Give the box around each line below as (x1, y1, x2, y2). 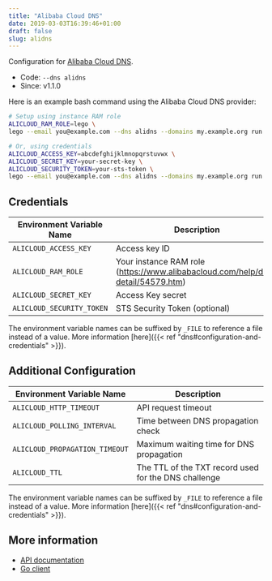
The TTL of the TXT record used (136, 462, 259, 473)
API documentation (19, 555, 85, 565)
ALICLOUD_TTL (12, 467, 63, 477)
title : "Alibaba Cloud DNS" (8, 11, 104, 20)
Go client (19, 563, 51, 573)
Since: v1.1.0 (19, 81, 62, 91)
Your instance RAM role (116, 256, 206, 268)
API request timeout (136, 402, 212, 413)
